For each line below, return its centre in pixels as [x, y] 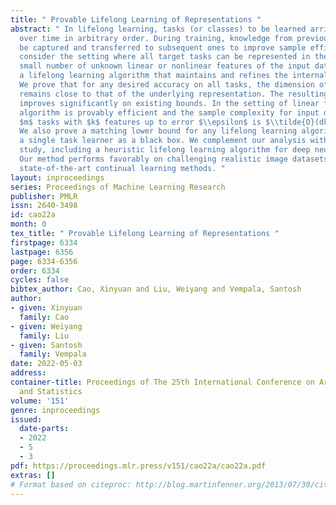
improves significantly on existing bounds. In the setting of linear [169, 103]
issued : [26, 419]
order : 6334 [35, 271]
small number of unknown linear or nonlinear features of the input [165, 66]
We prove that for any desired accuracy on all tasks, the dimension [167, 85]
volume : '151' [40, 401]
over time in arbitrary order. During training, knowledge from [156, 38]
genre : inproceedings [55, 410]
